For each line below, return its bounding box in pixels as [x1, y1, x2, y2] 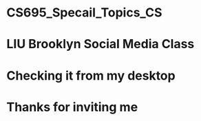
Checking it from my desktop [6, 67, 176, 83]
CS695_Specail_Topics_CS [6, 5, 162, 21]
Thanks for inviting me [6, 99, 138, 115]
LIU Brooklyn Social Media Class [6, 36, 195, 52]
